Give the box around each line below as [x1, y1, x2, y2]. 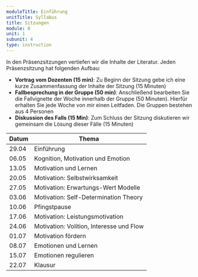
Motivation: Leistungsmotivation [34, 212, 124, 220]
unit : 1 [6, 31, 26, 37]
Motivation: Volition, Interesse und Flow [34, 222, 144, 230]
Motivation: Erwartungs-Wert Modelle [34, 183, 141, 191]
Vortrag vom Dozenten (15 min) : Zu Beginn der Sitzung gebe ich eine [14, 76, 186, 83]
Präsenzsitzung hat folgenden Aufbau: [6, 64, 100, 71]
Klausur [34, 260, 56, 269]
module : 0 [6, 25, 31, 32]
